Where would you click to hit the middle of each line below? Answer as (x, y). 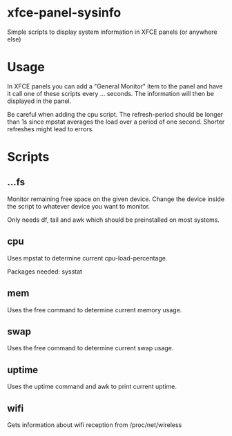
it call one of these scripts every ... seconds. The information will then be (111, 93)
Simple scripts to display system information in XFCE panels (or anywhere (112, 32)
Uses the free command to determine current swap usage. (90, 348)
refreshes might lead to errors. (51, 129)
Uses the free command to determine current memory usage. (95, 310)
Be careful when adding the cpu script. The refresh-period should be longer (115, 114)
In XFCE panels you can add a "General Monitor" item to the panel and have (115, 86)
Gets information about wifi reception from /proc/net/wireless (95, 425)
